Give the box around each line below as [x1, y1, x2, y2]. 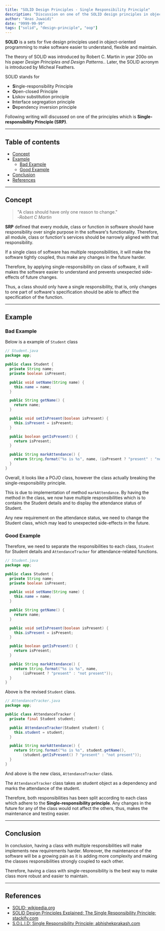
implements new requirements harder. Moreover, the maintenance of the [5, 847, 152, 854]
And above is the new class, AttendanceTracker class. [5, 771, 113, 776]
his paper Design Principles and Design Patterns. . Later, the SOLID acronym [5, 59, 159, 65]
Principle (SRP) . [34, 119, 68, 125]
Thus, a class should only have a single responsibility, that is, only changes [5, 283, 157, 289]
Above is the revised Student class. [5, 689, 76, 695]
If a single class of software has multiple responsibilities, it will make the [5, 249, 151, 255]
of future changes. [20, 274, 58, 280]
